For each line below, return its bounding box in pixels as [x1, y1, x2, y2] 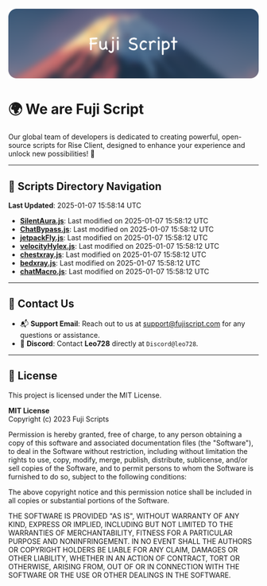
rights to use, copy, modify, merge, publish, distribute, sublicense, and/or [8, 455, 248, 464]
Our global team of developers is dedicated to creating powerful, [8, 132, 220, 142]
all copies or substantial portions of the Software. [8, 495, 169, 505]
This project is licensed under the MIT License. [8, 390, 162, 400]
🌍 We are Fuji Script [8, 100, 145, 118]
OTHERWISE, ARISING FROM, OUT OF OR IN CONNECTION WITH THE [8, 561, 240, 571]
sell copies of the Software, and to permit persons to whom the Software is [8, 463, 254, 473]
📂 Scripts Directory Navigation [8, 180, 162, 193]
